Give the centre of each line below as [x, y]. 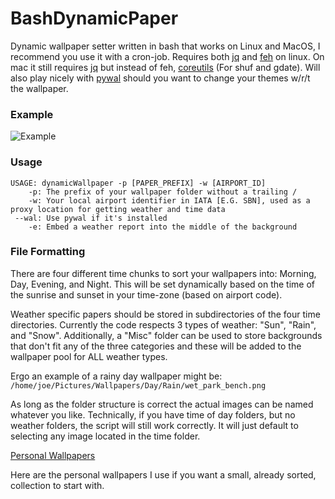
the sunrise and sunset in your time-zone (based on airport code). [146, 294]
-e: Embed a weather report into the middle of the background [163, 227]
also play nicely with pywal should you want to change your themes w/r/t [160, 78]
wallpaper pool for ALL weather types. [89, 356]
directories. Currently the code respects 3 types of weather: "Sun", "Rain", [163, 324]
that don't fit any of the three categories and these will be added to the [156, 346]
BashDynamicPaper [94, 18]
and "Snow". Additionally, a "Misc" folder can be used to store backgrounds [166, 335]
